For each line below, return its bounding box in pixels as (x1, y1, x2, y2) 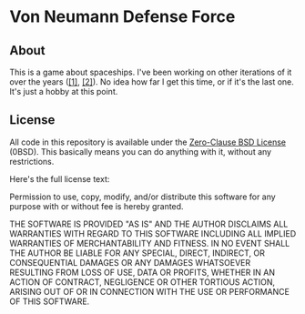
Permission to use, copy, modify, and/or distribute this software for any (9, 191, 276, 202)
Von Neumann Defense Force (9, 6, 236, 27)
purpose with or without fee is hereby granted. (9, 200, 184, 211)
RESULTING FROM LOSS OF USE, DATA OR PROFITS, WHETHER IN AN (9, 267, 276, 278)
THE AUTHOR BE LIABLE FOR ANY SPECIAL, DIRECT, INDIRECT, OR (9, 248, 266, 258)
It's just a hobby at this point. (9, 86, 118, 96)
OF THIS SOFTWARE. (9, 296, 90, 307)
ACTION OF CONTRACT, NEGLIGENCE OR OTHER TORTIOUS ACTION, (9, 276, 276, 288)
